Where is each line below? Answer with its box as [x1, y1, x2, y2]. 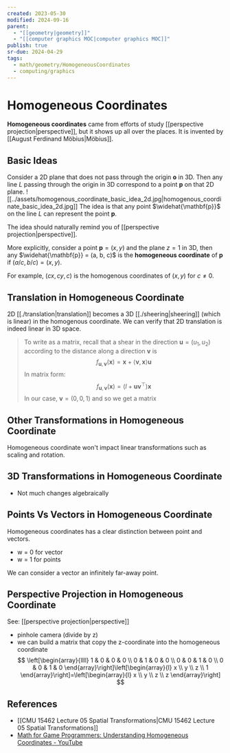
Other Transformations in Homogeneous [7, 414, 184, 426]
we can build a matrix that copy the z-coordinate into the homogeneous [16, 638, 220, 646]
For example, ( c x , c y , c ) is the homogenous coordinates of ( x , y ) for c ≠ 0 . [7, 271, 214, 280]
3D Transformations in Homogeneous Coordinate [7, 471, 222, 482]
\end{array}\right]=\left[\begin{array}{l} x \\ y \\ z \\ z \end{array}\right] [20, 671, 221, 679]
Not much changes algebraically [16, 488, 109, 497]
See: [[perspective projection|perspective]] [7, 617, 130, 626]
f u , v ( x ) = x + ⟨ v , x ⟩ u [95, 358, 152, 367]
